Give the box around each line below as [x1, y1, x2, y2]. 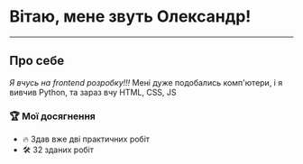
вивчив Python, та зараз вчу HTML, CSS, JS [9, 87, 178, 97]
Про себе [9, 53, 65, 68]
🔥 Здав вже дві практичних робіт [22, 133, 151, 145]
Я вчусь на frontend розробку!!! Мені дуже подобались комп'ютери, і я [9, 77, 283, 87]
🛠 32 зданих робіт [22, 144, 95, 155]
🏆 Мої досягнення [9, 110, 96, 123]
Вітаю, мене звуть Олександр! [9, 6, 252, 27]
